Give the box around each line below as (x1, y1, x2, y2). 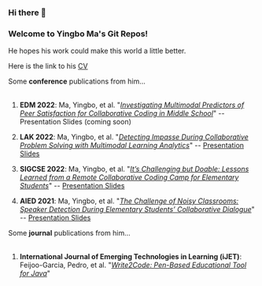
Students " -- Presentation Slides (19, 181, 125, 191)
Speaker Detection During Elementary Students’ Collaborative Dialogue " (19, 205, 256, 214)
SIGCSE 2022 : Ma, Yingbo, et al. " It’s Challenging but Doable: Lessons (19, 165, 249, 174)
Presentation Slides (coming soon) (19, 117, 132, 127)
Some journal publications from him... (8, 228, 131, 238)
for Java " (19, 269, 51, 278)
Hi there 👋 (8, 7, 47, 18)
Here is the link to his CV (8, 61, 88, 71)
